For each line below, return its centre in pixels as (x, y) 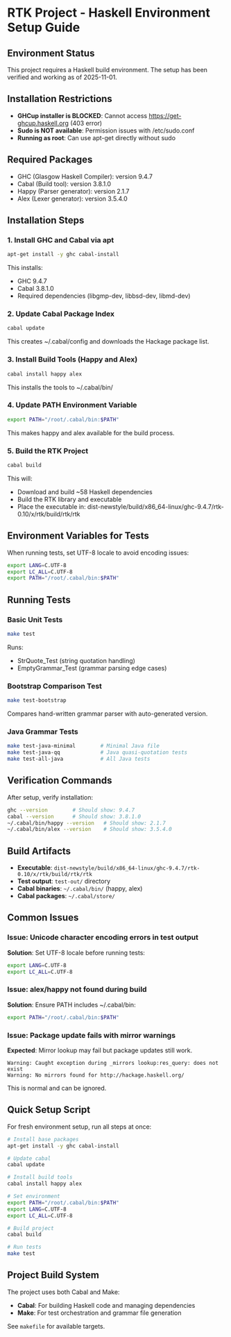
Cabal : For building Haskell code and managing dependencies (106, 1305)
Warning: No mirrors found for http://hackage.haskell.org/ (96, 1075)
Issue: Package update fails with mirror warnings (91, 1035)
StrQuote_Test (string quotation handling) (76, 660)
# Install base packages (43, 1139)
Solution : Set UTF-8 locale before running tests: (76, 952)
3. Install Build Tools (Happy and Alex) (72, 360)
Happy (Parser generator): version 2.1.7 (73, 191)
